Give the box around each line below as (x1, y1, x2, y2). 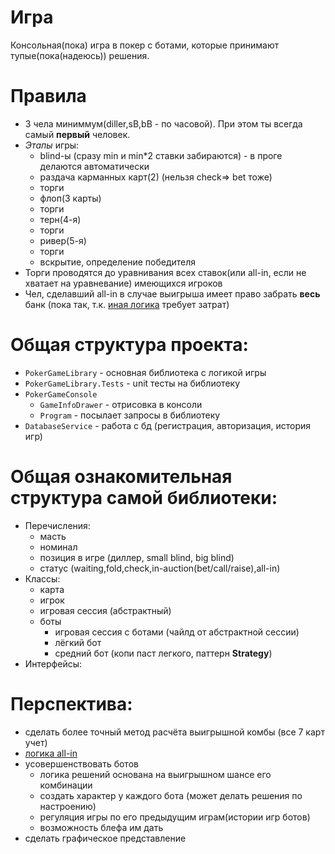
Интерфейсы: (24, 657, 83, 670)
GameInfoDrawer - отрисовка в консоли (39, 398, 203, 410)
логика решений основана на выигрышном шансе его (39, 768, 272, 780)
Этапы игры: (24, 139, 80, 151)
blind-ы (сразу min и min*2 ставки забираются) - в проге (39, 149, 283, 161)
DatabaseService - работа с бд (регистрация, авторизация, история (24, 419, 312, 431)
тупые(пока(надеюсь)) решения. (10, 49, 150, 61)
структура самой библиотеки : (10, 487, 278, 509)
